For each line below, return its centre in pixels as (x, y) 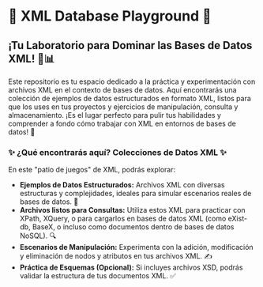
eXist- (237, 219)
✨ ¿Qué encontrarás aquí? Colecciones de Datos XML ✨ (118, 152)
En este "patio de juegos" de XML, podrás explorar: (92, 170)
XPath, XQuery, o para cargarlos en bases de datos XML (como (123, 219)
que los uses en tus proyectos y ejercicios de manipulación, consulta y (123, 107)
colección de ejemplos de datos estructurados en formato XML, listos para (130, 98)
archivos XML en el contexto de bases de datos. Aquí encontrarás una (122, 90)
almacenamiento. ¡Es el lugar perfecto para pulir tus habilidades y (115, 115)
